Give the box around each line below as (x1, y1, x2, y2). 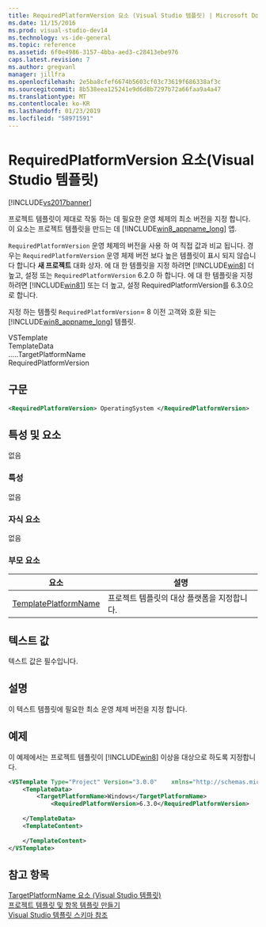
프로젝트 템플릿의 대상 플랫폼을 (108, 593, 217, 604)
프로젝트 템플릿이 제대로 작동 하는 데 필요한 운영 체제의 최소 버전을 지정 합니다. (8, 214, 251, 223)
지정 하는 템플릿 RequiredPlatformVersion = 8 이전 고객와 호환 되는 (8, 306, 217, 317)
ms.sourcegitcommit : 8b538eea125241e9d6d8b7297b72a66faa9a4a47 (8, 85, 222, 93)
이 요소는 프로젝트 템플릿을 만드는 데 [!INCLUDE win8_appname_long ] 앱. (8, 223, 237, 234)
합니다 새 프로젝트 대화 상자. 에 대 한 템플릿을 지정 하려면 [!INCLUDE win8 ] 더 (16, 260, 255, 270)
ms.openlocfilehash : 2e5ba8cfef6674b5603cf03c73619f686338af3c (8, 78, 222, 85)
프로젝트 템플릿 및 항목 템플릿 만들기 (8, 900, 120, 910)
